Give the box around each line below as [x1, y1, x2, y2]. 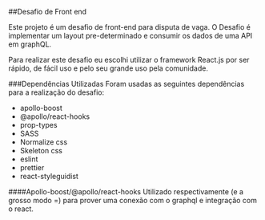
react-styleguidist [19, 172, 78, 181]
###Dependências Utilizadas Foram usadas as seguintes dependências [8, 79, 245, 88]
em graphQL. [8, 39, 52, 49]
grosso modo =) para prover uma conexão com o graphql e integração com [8, 196, 258, 205]
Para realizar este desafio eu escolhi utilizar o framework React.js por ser [8, 55, 250, 64]
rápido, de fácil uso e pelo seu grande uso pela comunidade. [8, 63, 208, 73]
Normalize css [19, 137, 68, 147]
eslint [19, 154, 38, 164]
